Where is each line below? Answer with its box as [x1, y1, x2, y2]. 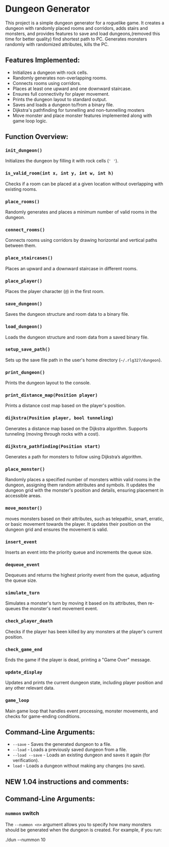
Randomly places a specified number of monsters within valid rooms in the [5, 477, 160, 483]
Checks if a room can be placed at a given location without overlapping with [5, 181, 163, 187]
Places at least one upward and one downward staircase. [12, 86, 132, 92]
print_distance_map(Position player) [5, 393, 98, 398]
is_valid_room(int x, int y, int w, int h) [5, 171, 114, 176]
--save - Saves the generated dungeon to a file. [12, 741, 112, 747]
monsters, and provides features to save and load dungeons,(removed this [5, 30, 160, 36]
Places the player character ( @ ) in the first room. [5, 288, 105, 294]
